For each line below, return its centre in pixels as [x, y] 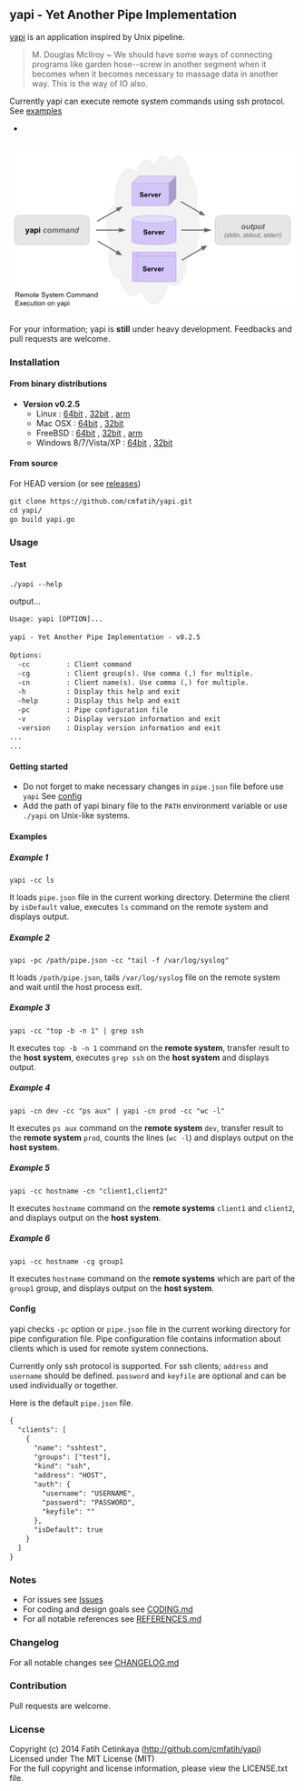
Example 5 [29, 1168]
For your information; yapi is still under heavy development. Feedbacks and [151, 329]
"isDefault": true [68, 1530]
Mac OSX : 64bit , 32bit [80, 423]
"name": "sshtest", [70, 1448]
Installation [35, 362]
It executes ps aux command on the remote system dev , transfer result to [147, 1127]
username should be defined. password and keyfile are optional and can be [148, 1376]
